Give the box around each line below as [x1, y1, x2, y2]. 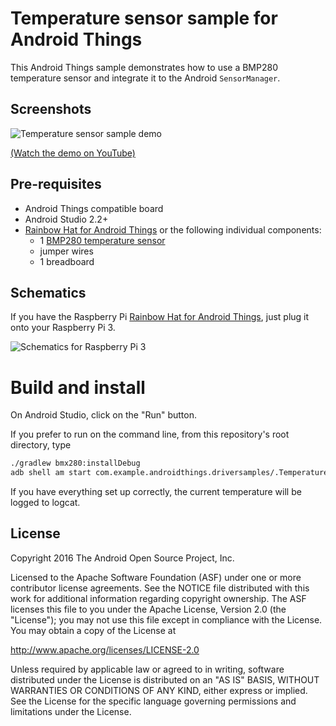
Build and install [10, 376, 146, 399]
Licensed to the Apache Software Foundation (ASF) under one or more [10, 571, 302, 583]
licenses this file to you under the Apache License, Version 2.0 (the [10, 603, 287, 615]
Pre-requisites [10, 176, 102, 193]
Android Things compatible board [24, 202, 164, 214]
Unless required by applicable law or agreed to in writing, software [10, 663, 285, 675]
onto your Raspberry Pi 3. [10, 322, 116, 334]
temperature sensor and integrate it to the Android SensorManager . [10, 72, 281, 84]
